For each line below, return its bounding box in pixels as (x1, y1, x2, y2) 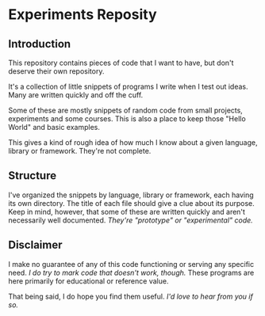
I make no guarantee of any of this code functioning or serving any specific (8, 259, 255, 268)
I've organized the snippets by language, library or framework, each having (8, 190, 254, 200)
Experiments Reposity (8, 6, 157, 24)
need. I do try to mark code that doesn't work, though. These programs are (8, 268, 255, 277)
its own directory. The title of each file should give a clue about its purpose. (8, 198, 255, 207)
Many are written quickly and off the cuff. (8, 90, 144, 100)
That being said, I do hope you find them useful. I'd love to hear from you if (8, 291, 254, 301)
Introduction (8, 37, 71, 51)
